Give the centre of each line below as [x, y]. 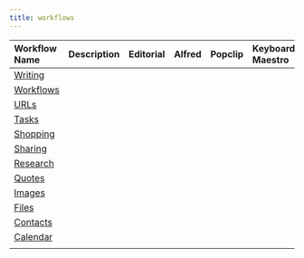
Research [34, 163]
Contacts [33, 222]
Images [29, 193]
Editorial [147, 53]
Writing [29, 75]
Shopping [35, 134]
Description [94, 53]
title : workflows [42, 18]
